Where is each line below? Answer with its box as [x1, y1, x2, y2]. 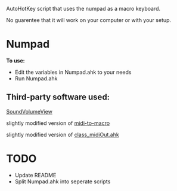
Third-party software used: [6, 92, 110, 102]
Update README [14, 171, 57, 179]
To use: [6, 57, 25, 64]
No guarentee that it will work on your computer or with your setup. [6, 17, 172, 23]
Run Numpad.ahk [14, 74, 58, 82]
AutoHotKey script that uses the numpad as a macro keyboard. [6, 5, 161, 12]
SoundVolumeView [6, 108, 52, 115]
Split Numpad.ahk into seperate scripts [14, 178, 111, 185]
